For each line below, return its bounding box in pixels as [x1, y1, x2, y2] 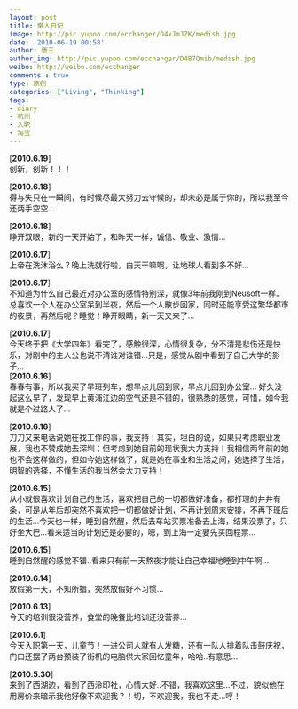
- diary [9, 104, 38, 113]
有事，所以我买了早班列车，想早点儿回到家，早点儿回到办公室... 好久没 [24, 381, 283, 392]
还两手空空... [9, 203, 56, 213]
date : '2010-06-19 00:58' [9, 37, 105, 47]
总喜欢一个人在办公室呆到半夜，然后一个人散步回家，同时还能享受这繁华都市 [9, 299, 289, 309]
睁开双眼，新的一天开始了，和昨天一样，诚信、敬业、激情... [9, 231, 226, 242]
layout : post [9, 12, 58, 22]
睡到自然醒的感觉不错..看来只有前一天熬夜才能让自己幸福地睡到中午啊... [9, 554, 270, 565]
